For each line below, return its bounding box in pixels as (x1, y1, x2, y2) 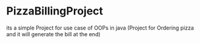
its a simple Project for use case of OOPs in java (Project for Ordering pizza (6, 24, 194, 31)
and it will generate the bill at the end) (6, 30, 101, 37)
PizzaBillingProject (6, 4, 104, 18)
